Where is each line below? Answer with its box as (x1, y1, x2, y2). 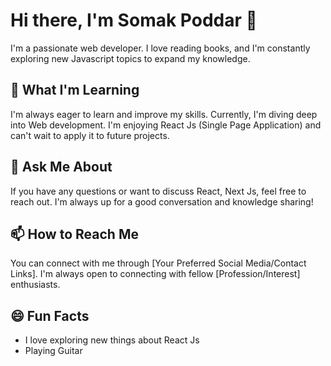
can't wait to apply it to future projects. (10, 129, 170, 141)
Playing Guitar (24, 345, 83, 357)
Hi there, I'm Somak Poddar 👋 (10, 9, 258, 32)
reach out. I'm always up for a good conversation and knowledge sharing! (10, 195, 314, 208)
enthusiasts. (10, 279, 61, 291)
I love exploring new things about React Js (24, 334, 200, 346)
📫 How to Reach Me (10, 225, 139, 243)
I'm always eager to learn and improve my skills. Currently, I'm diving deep (10, 108, 318, 120)
